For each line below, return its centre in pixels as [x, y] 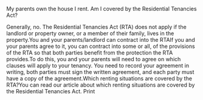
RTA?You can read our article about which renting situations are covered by [101, 85]
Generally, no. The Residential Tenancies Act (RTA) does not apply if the [96, 27]
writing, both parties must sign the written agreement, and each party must [100, 72]
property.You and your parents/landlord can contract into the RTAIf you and [101, 40]
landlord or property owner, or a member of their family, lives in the [90, 33]
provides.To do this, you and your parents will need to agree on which [94, 59]
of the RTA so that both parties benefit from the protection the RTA [90, 53]
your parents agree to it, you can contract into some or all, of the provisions [101, 46]
